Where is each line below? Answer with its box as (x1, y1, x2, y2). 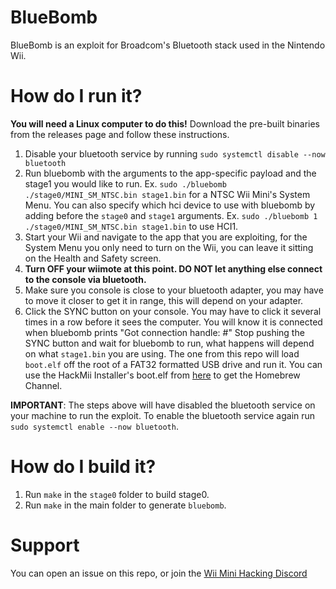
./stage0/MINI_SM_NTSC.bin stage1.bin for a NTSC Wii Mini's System (24, 188, 311, 200)
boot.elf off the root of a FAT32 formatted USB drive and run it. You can (24, 358, 323, 370)
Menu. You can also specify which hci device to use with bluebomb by (24, 199, 316, 211)
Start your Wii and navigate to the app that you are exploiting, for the (24, 231, 308, 243)
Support (10, 534, 80, 556)
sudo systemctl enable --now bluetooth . (10, 420, 179, 432)
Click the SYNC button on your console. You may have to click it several (24, 305, 322, 317)
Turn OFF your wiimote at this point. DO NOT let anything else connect (24, 262, 323, 275)
